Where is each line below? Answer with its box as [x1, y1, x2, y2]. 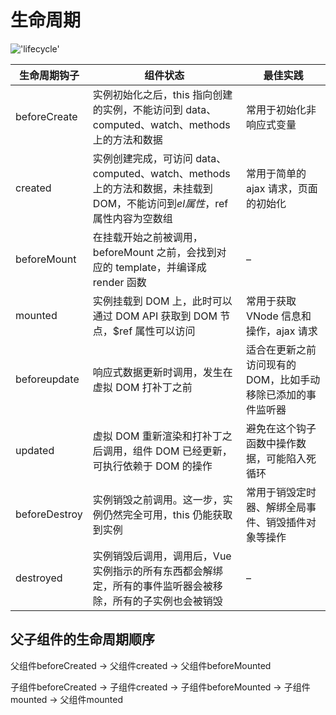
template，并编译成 [115, 260, 207, 274]
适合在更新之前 [245, 342, 317, 356]
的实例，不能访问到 [92, 102, 183, 116]
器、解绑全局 [245, 500, 307, 514]
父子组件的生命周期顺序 [10, 631, 155, 648]
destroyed [15, 571, 63, 585]
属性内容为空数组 [92, 211, 173, 225]
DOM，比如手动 [245, 372, 321, 386]
